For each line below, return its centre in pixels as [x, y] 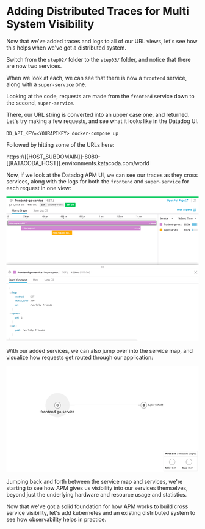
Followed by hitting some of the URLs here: [60, 144]
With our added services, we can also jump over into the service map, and [100, 350]
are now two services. [34, 66]
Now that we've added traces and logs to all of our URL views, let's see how [102, 41]
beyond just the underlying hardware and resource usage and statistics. [97, 495]
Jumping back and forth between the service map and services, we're [95, 482]
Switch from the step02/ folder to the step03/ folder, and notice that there [99, 59]
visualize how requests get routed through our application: [80, 357]
